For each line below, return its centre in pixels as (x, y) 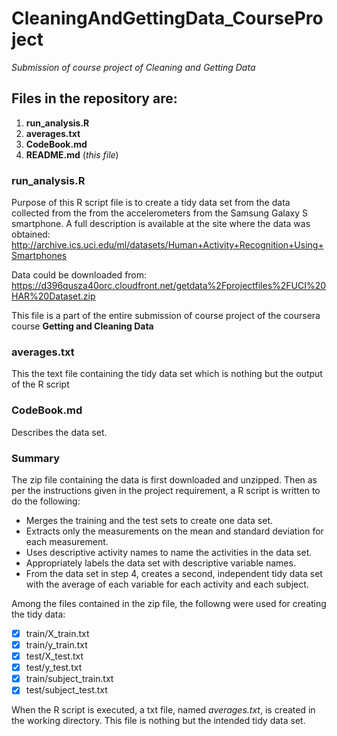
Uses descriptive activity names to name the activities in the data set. (169, 552)
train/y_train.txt (56, 645)
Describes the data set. (59, 432)
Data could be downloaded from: (79, 275)
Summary (36, 458)
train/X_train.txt (57, 633)
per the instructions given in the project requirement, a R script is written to (166, 490)
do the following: (46, 501)
